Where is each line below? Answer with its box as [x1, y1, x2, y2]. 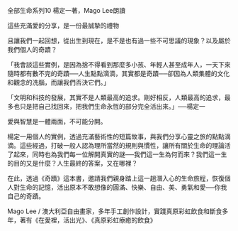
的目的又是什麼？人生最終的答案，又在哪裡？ [7, 159, 138, 167]
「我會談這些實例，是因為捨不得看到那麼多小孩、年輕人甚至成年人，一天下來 [7, 60, 231, 69]
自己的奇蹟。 [7, 192, 45, 200]
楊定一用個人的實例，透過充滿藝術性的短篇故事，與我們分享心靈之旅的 [7, 132, 212, 141]
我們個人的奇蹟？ [7, 45, 57, 53]
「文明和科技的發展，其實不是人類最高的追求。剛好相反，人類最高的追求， [7, 93, 225, 102]
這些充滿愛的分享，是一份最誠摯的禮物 [7, 21, 119, 30]
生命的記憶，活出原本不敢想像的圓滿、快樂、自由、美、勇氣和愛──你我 [19, 183, 227, 191]
